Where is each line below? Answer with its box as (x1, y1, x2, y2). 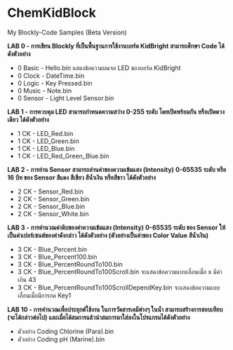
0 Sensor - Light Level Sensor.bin (17, 93, 114, 102)
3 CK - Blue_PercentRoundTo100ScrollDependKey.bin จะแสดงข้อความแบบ (17, 283, 220, 292)
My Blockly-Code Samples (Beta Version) (7, 28, 128, 36)
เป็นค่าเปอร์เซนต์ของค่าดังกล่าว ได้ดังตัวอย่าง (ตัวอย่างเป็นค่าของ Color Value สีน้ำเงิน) (7, 231, 209, 239)
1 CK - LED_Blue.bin (17, 144, 75, 152)
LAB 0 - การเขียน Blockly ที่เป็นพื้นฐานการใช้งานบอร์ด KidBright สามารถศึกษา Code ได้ (7, 41, 225, 50)
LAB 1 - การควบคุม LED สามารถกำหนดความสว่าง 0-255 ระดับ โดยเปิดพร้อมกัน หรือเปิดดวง (7, 107, 225, 116)
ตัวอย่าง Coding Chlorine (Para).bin (17, 327, 114, 335)
